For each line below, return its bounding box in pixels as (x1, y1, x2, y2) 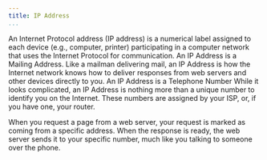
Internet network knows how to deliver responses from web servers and (8, 67, 247, 77)
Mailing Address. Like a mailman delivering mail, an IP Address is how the (8, 59, 251, 69)
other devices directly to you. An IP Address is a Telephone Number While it (8, 76, 259, 86)
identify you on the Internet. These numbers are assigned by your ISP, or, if (8, 93, 257, 102)
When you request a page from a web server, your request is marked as (8, 117, 246, 126)
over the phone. (8, 142, 61, 152)
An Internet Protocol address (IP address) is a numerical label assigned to (8, 34, 251, 43)
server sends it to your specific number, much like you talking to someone (8, 134, 253, 144)
